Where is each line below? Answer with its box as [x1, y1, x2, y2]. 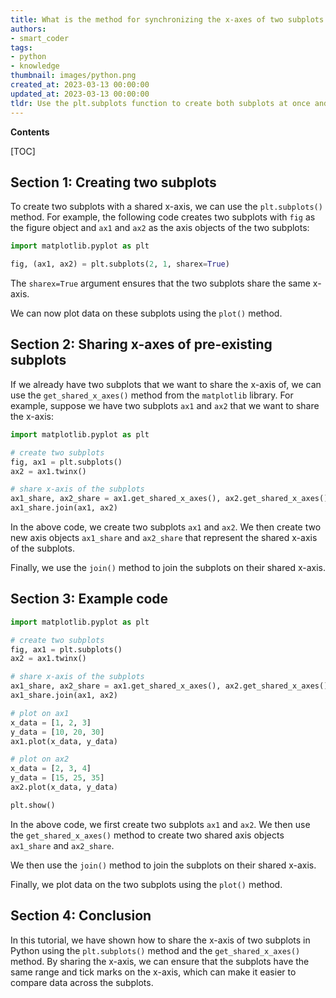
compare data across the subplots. [10, 976, 154, 988]
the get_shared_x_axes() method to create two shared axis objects [10, 829, 285, 841]
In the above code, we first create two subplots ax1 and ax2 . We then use [10, 818, 311, 830]
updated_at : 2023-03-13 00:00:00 [10, 89, 150, 99]
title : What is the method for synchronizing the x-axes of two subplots [10, 14, 325, 25]
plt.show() [10, 800, 56, 810]
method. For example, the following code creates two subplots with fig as [10, 211, 316, 223]
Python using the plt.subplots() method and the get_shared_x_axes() [10, 944, 301, 956]
